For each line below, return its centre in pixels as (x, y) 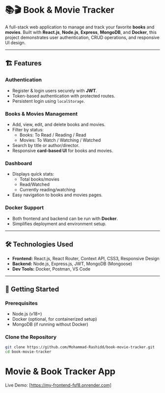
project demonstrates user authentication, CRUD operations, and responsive (82, 37)
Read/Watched (35, 184)
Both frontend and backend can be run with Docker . (65, 218)
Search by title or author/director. (46, 145)
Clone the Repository (31, 337)
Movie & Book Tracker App (60, 372)
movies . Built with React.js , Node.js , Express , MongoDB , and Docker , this (81, 32)
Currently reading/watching (47, 190)
